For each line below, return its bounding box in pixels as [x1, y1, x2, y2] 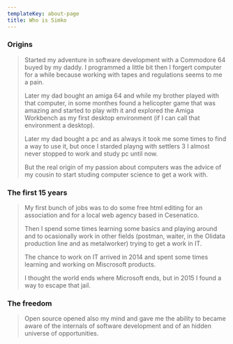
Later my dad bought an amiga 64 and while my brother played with [24, 91, 220, 100]
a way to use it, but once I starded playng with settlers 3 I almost [24, 142, 210, 150]
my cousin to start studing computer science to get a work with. [24, 170, 208, 179]
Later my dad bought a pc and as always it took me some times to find [24, 134, 227, 143]
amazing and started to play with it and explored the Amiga [24, 106, 194, 114]
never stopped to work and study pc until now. [24, 149, 158, 158]
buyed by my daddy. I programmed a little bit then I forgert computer [24, 63, 222, 71]
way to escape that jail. [24, 281, 91, 290]
